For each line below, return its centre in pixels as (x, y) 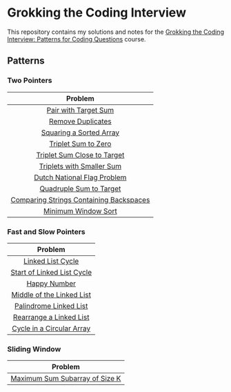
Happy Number (51, 283)
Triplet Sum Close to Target (80, 155)
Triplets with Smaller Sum (80, 166)
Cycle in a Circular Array (51, 328)
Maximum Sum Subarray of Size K (66, 379)
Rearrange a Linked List (51, 317)
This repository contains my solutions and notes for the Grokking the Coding (115, 32)
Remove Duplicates (80, 121)
